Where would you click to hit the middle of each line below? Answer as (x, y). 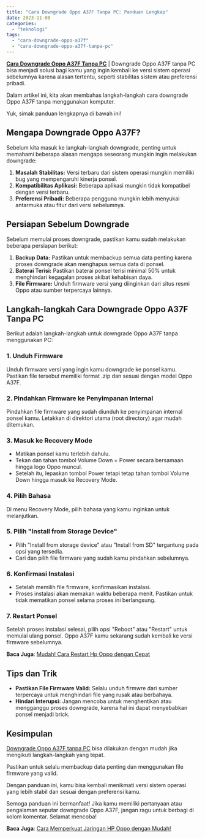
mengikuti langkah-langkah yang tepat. (56, 755)
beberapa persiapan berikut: (42, 245)
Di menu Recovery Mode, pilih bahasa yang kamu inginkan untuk (88, 509)
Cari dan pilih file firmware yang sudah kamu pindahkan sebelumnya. (102, 558)
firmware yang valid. (32, 774)
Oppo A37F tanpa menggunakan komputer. (61, 101)
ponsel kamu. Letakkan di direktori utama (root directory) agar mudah (94, 418)
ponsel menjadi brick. (42, 714)
